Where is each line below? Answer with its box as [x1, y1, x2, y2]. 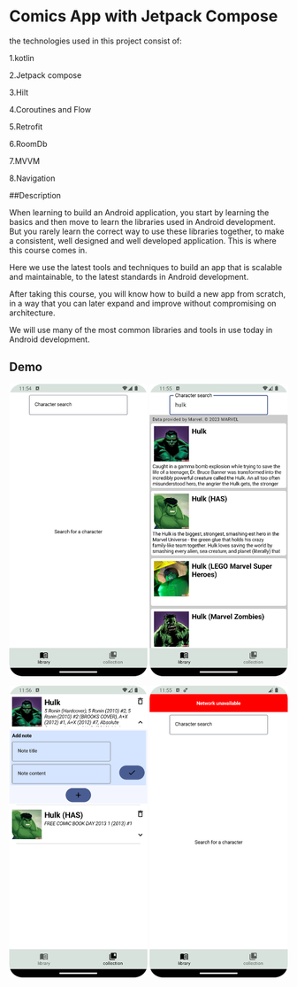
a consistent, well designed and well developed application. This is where [9, 235, 277, 245]
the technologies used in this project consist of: [9, 35, 183, 46]
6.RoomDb [9, 138, 48, 149]
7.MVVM [9, 155, 41, 166]
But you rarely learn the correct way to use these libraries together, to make [9, 226, 285, 237]
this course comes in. [9, 245, 88, 255]
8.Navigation [9, 173, 56, 183]
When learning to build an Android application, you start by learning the [9, 206, 270, 218]
